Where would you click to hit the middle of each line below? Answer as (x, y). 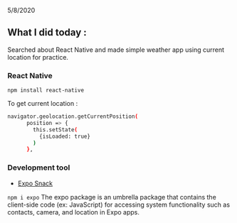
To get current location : (43, 104)
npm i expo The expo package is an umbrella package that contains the (112, 197)
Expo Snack (35, 183)
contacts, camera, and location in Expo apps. (74, 212)
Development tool (39, 168)
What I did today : (47, 32)
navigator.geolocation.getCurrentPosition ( (73, 116)
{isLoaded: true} (65, 136)
